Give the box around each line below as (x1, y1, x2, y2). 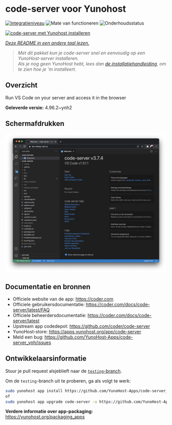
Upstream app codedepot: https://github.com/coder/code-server (12, 323, 150, 329)
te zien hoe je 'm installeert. (17, 66, 77, 72)
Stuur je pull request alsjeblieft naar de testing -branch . (5, 368, 122, 374)
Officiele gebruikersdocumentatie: (12, 301, 85, 307)
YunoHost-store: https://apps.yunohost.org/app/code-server (12, 328, 142, 334)
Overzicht (5, 81, 38, 90)
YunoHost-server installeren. (17, 55, 79, 61)
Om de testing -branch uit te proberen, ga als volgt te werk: (5, 377, 131, 384)
